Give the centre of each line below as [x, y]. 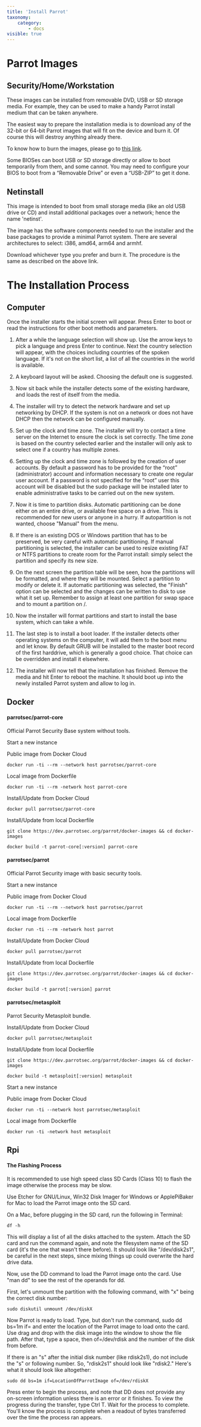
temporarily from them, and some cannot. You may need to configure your [98, 167]
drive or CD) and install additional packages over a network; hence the [94, 212]
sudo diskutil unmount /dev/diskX [50, 1309]
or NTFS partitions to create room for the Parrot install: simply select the [104, 554]
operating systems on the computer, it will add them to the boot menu [101, 640]
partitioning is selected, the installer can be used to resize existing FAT [102, 547]
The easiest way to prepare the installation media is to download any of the [99, 124]
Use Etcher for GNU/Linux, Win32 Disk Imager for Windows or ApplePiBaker [100, 1197]
